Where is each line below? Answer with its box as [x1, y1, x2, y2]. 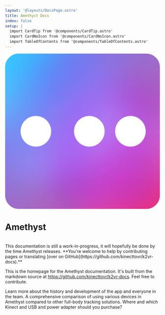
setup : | [5, 24, 23, 29]
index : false [5, 18, 32, 23]
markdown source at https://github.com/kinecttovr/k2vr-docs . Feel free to [5, 274, 155, 280]
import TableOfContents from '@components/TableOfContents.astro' [9, 39, 148, 44]
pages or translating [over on [5, 253, 64, 259]
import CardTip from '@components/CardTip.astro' [9, 29, 113, 34]
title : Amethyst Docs [5, 13, 50, 18]
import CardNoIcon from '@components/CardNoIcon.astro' [9, 34, 126, 39]
